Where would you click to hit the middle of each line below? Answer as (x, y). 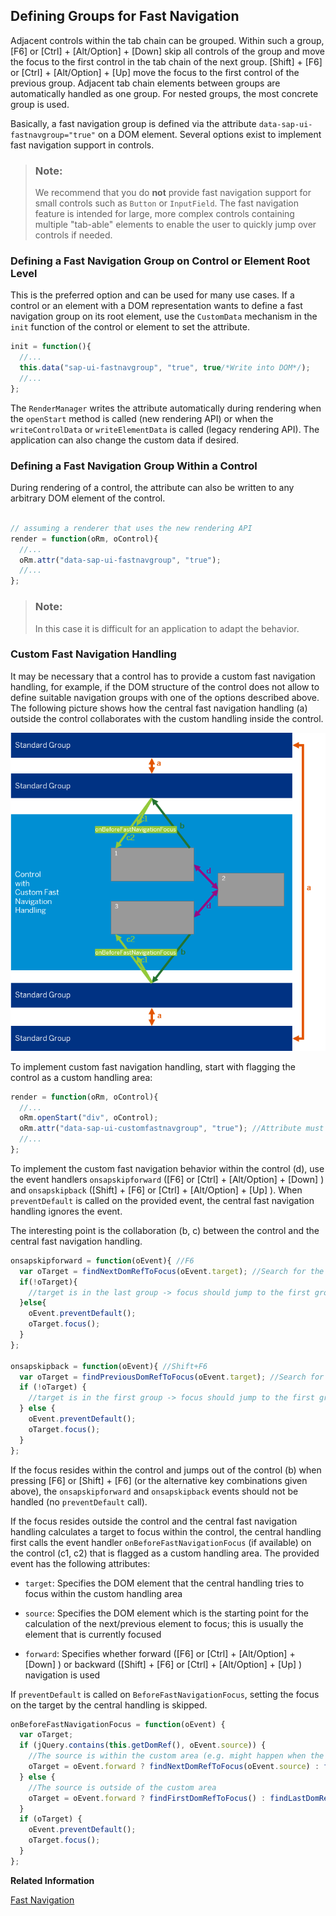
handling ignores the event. (66, 1211)
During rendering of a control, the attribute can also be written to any (152, 488)
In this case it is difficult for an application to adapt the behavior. (167, 628)
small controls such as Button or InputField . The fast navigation (166, 203)
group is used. (40, 104)
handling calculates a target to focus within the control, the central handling (166, 1531)
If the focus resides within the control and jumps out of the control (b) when (166, 1470)
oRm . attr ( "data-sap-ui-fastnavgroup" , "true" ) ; (120, 560)
